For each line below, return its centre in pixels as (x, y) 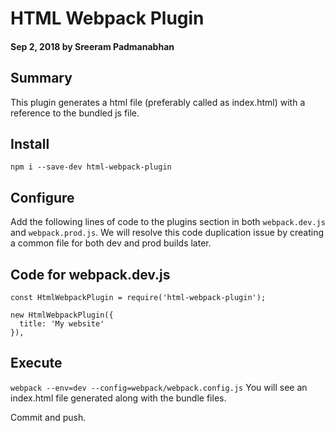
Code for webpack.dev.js (90, 274)
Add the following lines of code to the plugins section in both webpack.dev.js (168, 222)
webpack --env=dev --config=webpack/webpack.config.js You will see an (159, 387)
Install (30, 143)
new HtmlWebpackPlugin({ (62, 315)
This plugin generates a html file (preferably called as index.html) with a (158, 102)
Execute (36, 363)
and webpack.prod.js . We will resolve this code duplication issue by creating (167, 233)
